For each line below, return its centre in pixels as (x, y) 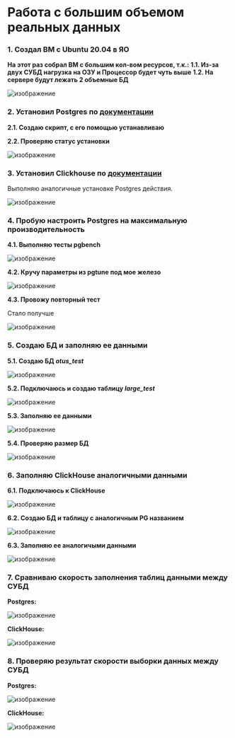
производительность (46, 229)
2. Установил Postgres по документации (81, 112)
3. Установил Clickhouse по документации (85, 173)
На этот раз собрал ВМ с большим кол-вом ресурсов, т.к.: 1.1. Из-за (113, 65)
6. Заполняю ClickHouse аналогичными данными (97, 475)
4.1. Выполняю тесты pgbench (54, 245)
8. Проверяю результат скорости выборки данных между (113, 661)
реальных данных (64, 27)
